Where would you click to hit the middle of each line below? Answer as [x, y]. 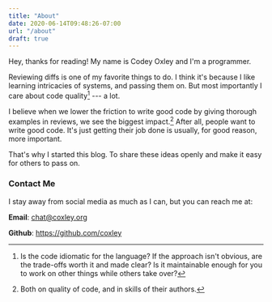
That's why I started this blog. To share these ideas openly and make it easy [135, 154]
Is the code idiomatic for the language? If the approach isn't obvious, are [141, 256]
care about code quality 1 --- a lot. [64, 95]
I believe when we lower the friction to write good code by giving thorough [133, 111]
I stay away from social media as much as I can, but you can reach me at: [131, 201]
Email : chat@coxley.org [48, 217]
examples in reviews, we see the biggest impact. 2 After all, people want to [132, 121]
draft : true [28, 38]
